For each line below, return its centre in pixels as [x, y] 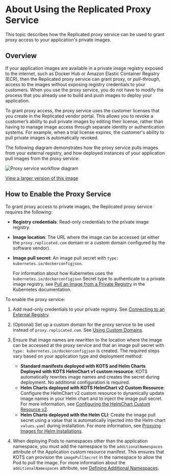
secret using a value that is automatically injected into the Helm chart [93, 420]
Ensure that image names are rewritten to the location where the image [87, 340]
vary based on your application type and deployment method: [78, 356]
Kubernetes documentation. [42, 289]
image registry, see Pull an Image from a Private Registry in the [79, 284]
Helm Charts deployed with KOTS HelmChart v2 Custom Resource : [92, 387]
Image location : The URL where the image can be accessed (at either [86, 237]
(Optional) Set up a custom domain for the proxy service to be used [83, 324]
